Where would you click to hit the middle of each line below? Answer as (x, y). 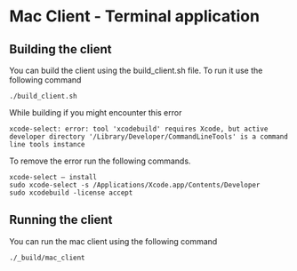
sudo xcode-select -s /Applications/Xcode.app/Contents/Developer (135, 185)
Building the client (60, 49)
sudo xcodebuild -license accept (71, 193)
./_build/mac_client (48, 258)
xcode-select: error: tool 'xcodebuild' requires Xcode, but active (139, 129)
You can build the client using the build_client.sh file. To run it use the (136, 70)
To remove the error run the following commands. (100, 161)
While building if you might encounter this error (96, 112)
